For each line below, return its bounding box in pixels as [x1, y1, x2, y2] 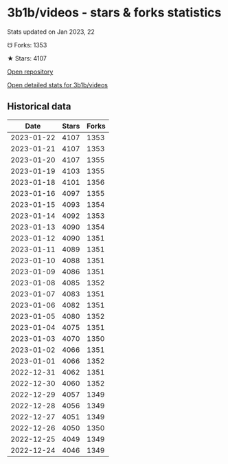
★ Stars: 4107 [7, 54, 47, 63]
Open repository [7, 67, 54, 76]
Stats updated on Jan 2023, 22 [7, 27, 95, 36]
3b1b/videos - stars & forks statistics [7, 5, 222, 21]
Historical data [7, 101, 71, 113]
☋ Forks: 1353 [7, 41, 47, 49]
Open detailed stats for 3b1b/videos [7, 80, 109, 89]
